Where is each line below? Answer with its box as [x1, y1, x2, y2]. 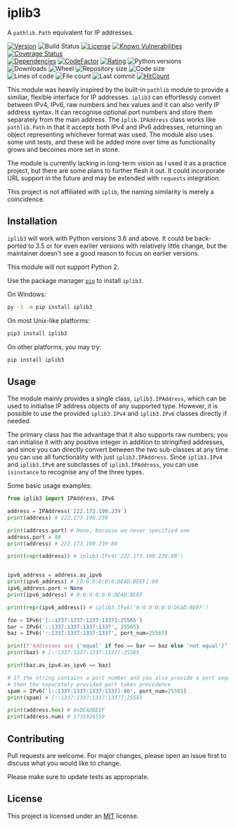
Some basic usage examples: [7, 481, 93, 490]
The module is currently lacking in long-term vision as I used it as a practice [7, 158, 227, 167]
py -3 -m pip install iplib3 [7, 303, 93, 310]
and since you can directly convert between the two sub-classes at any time [7, 446, 228, 454]
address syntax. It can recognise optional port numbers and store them [7, 108, 213, 116]
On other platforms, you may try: [7, 343, 102, 351]
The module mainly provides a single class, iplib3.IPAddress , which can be [7, 394, 227, 403]
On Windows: [7, 290, 46, 298]
